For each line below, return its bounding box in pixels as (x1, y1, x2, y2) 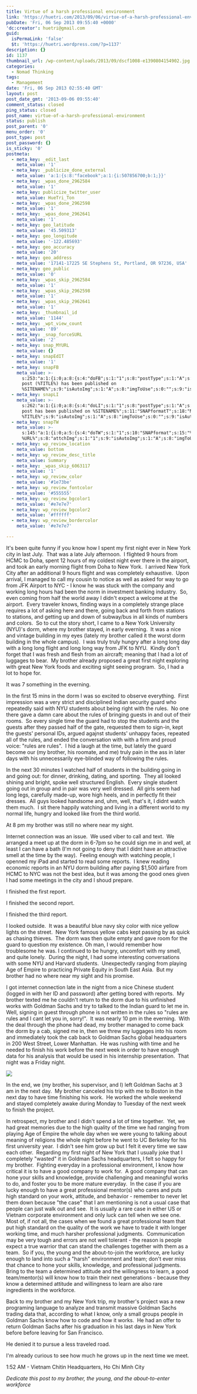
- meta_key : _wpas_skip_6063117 (11, 463, 91, 469)
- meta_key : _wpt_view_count (11, 320, 83, 327)
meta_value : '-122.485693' (16, 238, 83, 244)
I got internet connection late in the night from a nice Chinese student (6, 984, 174, 991)
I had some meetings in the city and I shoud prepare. (6, 877, 134, 884)
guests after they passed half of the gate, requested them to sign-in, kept (6, 723, 184, 731)
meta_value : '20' (16, 250, 59, 255)
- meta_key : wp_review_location (11, 441, 91, 447)
